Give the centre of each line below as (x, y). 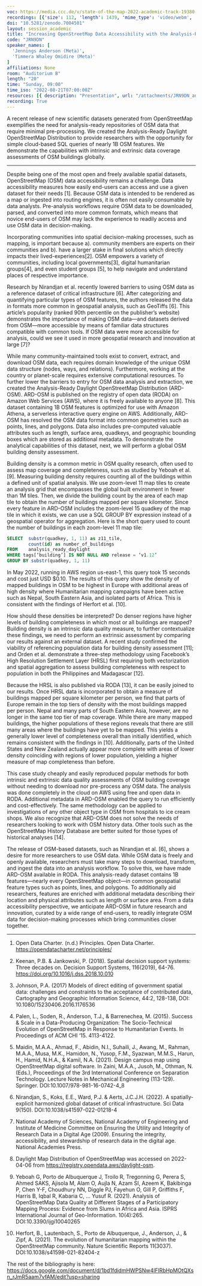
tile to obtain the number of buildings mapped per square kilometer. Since (98, 502)
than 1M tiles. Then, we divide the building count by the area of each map (97, 495)
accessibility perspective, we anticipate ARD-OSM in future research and (97, 906)
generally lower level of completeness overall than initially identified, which (99, 736)
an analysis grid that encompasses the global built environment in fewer (96, 489)
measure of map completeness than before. (61, 762)
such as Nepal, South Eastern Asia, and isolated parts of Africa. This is (94, 598)
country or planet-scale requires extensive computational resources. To (95, 375)
